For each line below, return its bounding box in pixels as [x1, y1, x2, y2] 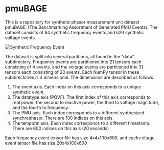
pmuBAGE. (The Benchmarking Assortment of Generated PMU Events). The [5, 24, 158, 30]
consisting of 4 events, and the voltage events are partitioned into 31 [5, 64, 143, 70]
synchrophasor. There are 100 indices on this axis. [12, 115, 114, 121]
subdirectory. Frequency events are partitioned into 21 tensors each [5, 59, 142, 64]
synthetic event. [12, 89, 45, 95]
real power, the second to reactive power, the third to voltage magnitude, [12, 99, 159, 105]
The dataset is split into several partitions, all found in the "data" [5, 53, 135, 59]
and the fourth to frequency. [12, 105, 70, 110]
